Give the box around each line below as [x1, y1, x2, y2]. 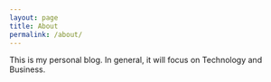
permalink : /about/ [9, 30, 83, 39]
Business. [9, 64, 46, 75]
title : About [9, 22, 59, 31]
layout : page [9, 13, 59, 23]
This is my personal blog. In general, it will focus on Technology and [9, 55, 263, 66]
